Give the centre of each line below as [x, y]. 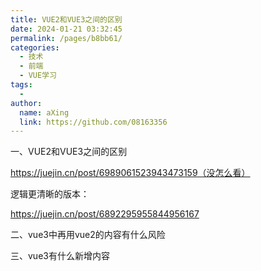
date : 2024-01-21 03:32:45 [66, 29]
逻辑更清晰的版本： [50, 194]
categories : [35, 47]
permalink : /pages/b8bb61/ [66, 38]
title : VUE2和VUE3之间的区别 [66, 19]
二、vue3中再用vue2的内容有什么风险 [88, 235]
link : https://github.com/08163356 [93, 122]
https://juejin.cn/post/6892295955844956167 [105, 214]
